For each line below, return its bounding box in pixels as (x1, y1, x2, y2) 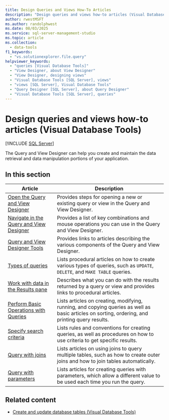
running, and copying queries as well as (57, 304, 151, 311)
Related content (5, 395, 56, 404)
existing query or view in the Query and (57, 200, 150, 207)
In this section (5, 170, 51, 179)
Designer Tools (8, 244, 44, 251)
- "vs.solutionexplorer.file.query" (10, 54, 87, 59)
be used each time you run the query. (57, 378, 146, 385)
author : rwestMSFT (5, 17, 44, 22)
